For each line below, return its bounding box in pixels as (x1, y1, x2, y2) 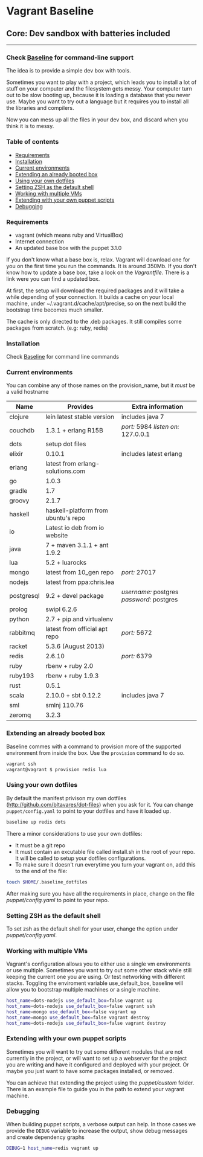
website (45, 531, 68, 540)
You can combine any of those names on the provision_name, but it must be (6, 382, 195, 389)
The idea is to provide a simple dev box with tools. (6, 67, 131, 74)
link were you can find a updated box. (6, 275, 100, 282)
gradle (9, 487, 28, 495)
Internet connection (14, 237, 65, 245)
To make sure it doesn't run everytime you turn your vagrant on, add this (14, 861, 196, 868)
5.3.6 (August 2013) (45, 642, 105, 650)
